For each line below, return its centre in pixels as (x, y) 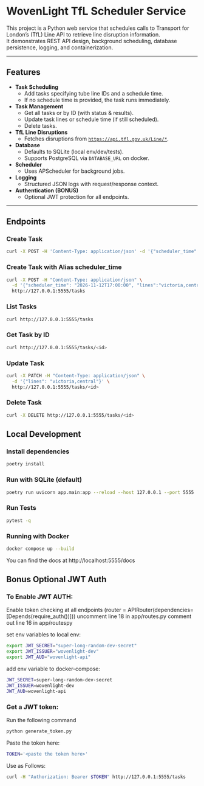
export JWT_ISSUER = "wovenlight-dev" (53, 652)
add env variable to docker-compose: (53, 669)
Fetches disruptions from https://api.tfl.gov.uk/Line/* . (96, 139)
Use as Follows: (26, 765)
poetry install (25, 464)
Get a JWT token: (32, 707)
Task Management (39, 106)
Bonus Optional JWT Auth (56, 579)
